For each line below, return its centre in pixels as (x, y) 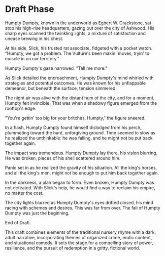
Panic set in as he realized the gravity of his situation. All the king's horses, (81, 168)
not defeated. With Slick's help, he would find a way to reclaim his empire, (80, 188)
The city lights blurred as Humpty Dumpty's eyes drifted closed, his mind (79, 202)
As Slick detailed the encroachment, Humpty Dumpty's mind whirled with (79, 78)
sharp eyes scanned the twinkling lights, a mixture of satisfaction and (76, 33)
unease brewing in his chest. (34, 39)
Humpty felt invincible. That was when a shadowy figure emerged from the (81, 103)
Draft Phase (30, 9)
